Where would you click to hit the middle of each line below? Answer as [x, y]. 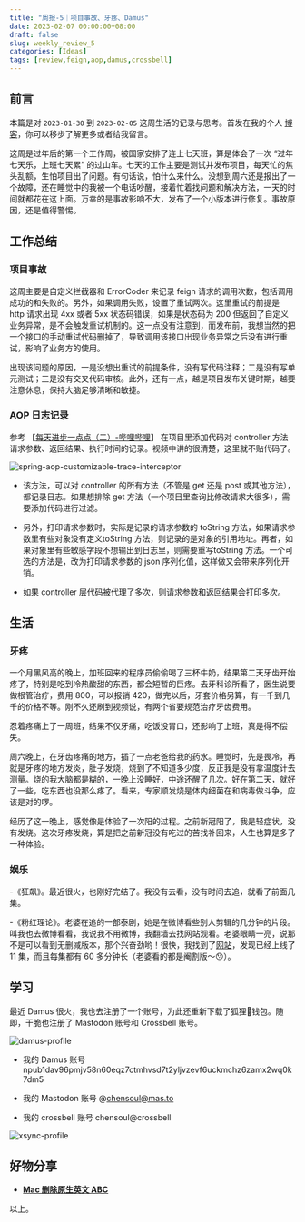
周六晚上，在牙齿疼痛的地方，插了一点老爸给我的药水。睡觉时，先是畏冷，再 [152, 757]
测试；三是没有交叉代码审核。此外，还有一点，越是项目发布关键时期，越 [152, 379]
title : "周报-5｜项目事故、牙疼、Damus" [79, 18]
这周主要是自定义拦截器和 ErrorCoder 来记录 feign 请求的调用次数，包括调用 [152, 291]
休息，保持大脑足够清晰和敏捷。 [85, 389]
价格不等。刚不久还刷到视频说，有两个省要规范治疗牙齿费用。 [140, 707]
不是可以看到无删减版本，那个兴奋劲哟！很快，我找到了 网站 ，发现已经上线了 [152, 944]
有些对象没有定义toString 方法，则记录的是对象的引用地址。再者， [162, 538]
